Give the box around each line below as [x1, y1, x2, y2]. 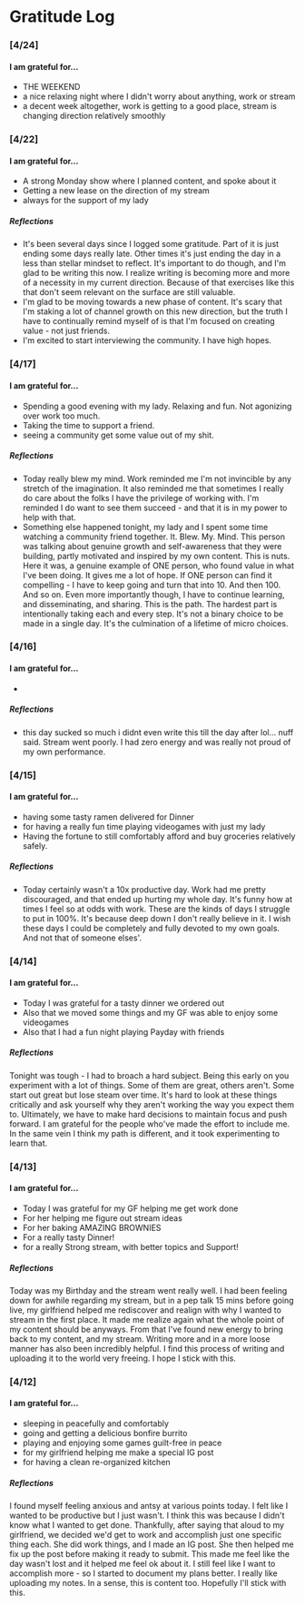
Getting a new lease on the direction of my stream [22, 185, 211, 196]
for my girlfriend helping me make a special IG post [22, 1447, 214, 1458]
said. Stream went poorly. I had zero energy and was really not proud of [22, 736, 291, 747]
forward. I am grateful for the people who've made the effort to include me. [9, 1118, 290, 1129]
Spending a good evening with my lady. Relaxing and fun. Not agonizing [22, 400, 292, 411]
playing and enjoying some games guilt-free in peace [22, 1437, 222, 1448]
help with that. [22, 511, 77, 523]
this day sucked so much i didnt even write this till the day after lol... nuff [22, 726, 294, 737]
